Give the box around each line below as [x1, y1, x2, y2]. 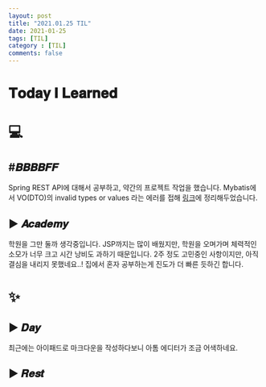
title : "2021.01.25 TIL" [8, 19, 92, 27]
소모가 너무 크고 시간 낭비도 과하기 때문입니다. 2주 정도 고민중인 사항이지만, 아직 [8, 249, 259, 259]
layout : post [8, 11, 52, 20]
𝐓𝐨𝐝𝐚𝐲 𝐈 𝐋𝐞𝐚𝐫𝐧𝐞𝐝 [8, 84, 118, 102]
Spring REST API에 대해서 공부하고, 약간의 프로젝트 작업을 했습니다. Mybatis [8, 183, 251, 193]
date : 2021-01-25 [8, 27, 67, 35]
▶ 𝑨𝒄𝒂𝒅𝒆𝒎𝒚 [8, 217, 70, 231]
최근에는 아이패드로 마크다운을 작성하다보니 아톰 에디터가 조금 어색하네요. [8, 343, 239, 352]
